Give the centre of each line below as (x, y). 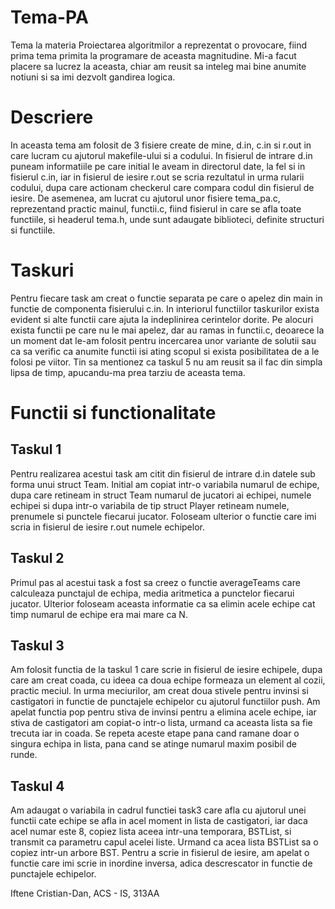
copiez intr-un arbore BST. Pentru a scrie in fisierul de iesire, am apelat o (160, 853)
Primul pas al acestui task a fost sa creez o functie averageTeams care (155, 582)
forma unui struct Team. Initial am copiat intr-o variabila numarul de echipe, (165, 484)
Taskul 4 (37, 786)
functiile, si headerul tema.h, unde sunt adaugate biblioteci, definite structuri (167, 219)
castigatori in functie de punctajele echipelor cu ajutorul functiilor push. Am (165, 702)
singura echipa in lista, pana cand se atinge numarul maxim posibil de (153, 744)
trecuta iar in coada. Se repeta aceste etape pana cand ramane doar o (155, 733)
